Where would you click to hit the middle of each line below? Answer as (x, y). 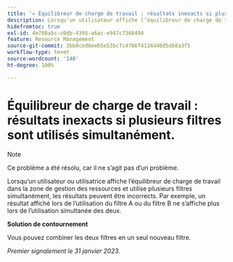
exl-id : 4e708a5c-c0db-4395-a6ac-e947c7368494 (76, 33)
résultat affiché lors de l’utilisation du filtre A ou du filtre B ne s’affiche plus (113, 203)
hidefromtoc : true (34, 26)
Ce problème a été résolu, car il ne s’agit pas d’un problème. (93, 168)
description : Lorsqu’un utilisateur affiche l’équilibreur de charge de (114, 20)
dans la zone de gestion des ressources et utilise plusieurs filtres (100, 189)
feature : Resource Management (51, 40)
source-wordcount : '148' (43, 59)
